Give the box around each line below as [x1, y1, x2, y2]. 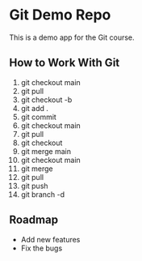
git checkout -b [20, 95, 73, 105]
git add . [20, 103, 49, 113]
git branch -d [20, 189, 65, 199]
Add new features [20, 234, 81, 244]
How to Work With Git [9, 56, 120, 70]
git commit [20, 112, 57, 122]
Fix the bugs [20, 243, 63, 253]
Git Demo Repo [9, 6, 111, 24]
